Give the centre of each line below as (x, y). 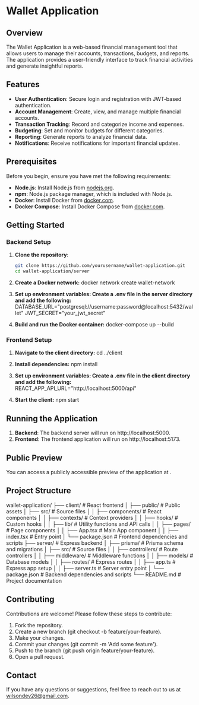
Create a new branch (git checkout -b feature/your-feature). (88, 631)
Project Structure (39, 491)
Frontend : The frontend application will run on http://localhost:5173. (98, 439)
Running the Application (52, 419)
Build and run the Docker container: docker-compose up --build (94, 325)
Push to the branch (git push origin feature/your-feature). (85, 650)
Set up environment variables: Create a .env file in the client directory (102, 376)
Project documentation (34, 580)
